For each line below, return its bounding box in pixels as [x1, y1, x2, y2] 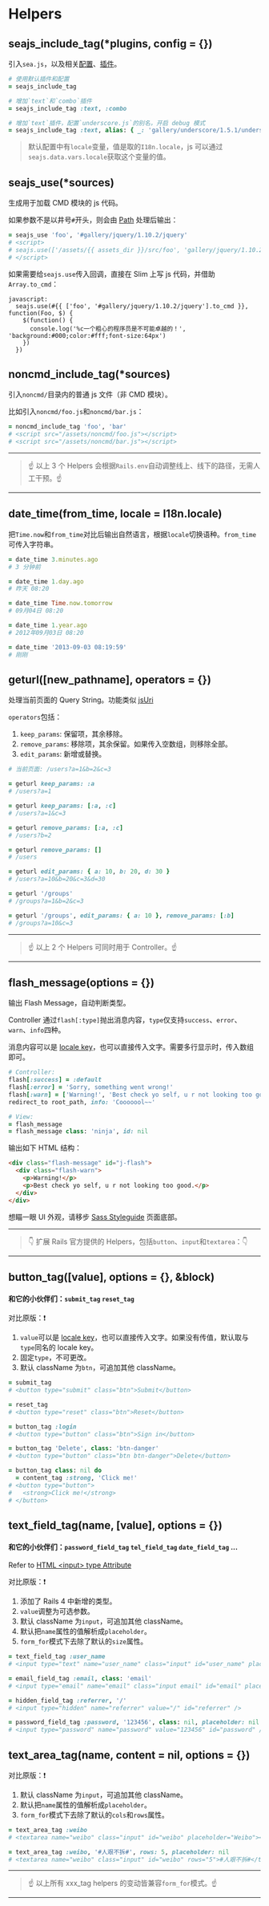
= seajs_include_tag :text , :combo [8, 104, 127, 112]
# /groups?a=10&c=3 [8, 919, 74, 927]
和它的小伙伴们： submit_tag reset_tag [8, 1294, 134, 1303]
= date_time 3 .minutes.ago [8, 555, 98, 563]
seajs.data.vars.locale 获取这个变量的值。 [27, 152, 171, 161]
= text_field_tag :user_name [8, 1652, 106, 1661]
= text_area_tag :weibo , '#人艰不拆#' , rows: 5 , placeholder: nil [8, 1847, 230, 1856]
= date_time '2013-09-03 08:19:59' [8, 643, 127, 651]
